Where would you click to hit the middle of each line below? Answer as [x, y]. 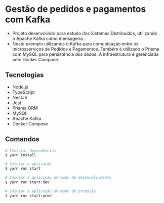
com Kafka [28, 20]
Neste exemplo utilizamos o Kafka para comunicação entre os [75, 43]
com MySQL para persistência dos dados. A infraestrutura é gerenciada [85, 54]
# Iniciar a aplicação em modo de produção [51, 191]
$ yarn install [21, 155]
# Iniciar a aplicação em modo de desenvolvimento [58, 178]
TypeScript [23, 92]
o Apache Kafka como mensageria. [48, 39]
